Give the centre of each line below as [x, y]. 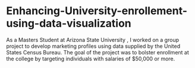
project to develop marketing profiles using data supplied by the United [93, 46]
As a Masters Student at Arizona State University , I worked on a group [93, 40]
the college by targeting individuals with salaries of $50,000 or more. [91, 59]
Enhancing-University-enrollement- [97, 11]
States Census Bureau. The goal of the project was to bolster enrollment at [97, 52]
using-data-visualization [69, 23]
